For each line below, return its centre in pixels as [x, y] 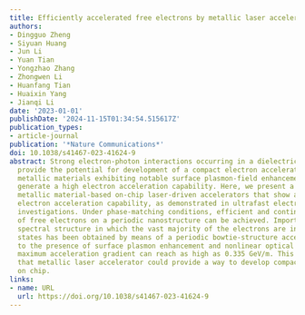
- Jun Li [26, 52]
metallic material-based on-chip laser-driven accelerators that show [154, 195]
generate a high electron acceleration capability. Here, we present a [156, 187]
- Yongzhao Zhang [42, 69]
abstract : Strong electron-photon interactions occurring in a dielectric [154, 161]
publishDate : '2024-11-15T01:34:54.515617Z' [95, 119]
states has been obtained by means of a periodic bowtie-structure [148, 237]
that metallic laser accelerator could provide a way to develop [144, 263]
